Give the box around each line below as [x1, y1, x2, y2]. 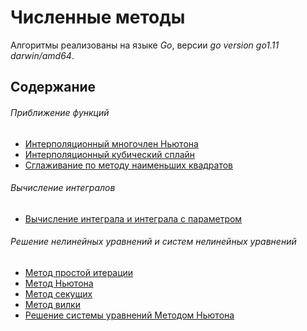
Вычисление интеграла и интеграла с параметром [24, 212, 243, 225]
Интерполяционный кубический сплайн [24, 148, 196, 160]
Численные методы [10, 6, 186, 29]
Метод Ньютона [24, 277, 94, 289]
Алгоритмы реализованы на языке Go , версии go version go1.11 [10, 39, 280, 51]
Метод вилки [24, 298, 81, 310]
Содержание [10, 79, 97, 96]
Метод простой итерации [24, 266, 134, 278]
